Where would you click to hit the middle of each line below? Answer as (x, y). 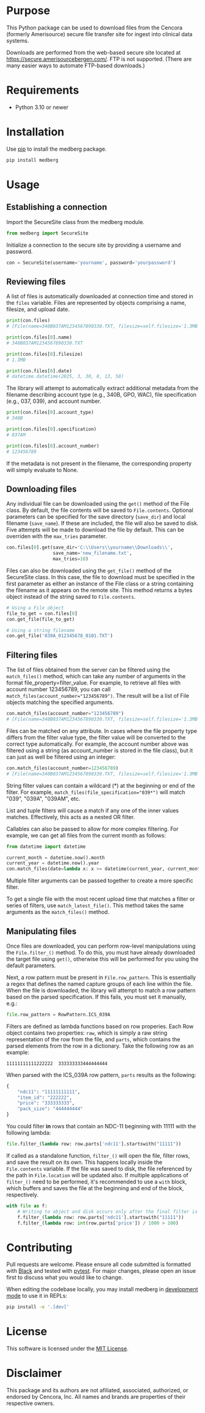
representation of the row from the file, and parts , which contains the (93, 1039)
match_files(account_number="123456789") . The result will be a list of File (98, 696)
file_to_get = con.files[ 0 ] (42, 613)
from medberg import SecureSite (47, 233)
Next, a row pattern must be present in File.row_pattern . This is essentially (101, 977)
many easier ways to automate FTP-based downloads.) (76, 66)
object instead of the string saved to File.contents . (71, 596)
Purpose (28, 11)
